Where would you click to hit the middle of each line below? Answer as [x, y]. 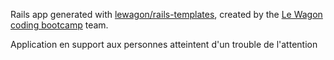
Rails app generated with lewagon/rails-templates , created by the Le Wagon [166, 14]
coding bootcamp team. [59, 25]
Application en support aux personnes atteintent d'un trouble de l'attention [164, 44]
